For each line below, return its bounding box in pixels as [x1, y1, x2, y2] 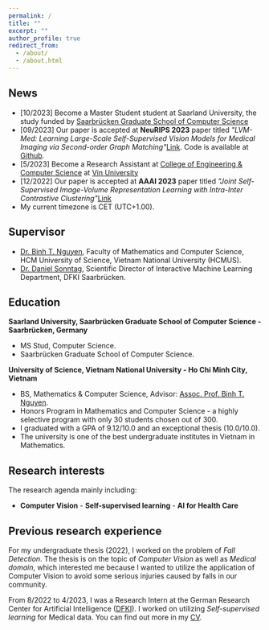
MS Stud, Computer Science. [19, 341, 116, 351]
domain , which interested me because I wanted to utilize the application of [8, 562, 255, 572]
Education [8, 295, 61, 309]
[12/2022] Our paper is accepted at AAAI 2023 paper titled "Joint [19, 176, 237, 186]
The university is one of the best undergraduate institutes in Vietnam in [19, 432, 255, 442]
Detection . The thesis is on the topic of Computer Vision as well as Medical [8, 554, 257, 563]
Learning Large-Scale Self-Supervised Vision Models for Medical [39, 134, 255, 143]
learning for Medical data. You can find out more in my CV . [8, 612, 202, 622]
